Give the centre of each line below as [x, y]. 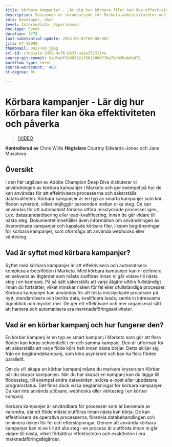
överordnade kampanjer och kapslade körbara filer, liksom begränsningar [83, 226]
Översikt [19, 170]
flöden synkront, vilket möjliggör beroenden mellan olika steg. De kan [78, 204]
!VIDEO [25, 138]
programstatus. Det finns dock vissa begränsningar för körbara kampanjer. [84, 385]
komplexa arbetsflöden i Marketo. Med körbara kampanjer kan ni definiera [84, 271]
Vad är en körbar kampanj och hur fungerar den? [84, 325]
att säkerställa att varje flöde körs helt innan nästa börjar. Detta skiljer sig [82, 348]
